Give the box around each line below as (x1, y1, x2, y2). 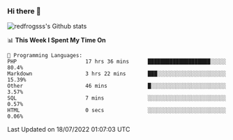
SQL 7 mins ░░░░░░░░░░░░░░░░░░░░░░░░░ (7, 95, 227, 102)
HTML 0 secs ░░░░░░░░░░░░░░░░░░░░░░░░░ (7, 107, 227, 114)
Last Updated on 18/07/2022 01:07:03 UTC (7, 125, 130, 134)
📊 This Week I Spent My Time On (7, 36, 106, 45)
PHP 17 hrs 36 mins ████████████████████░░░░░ (7, 59, 227, 65)
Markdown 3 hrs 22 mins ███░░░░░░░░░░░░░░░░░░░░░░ (7, 70, 227, 77)
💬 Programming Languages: (7, 52, 82, 59)
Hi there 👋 (7, 6, 42, 16)
